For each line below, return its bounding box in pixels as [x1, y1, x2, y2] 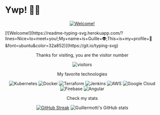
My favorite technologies [57, 71, 108, 77]
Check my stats [67, 95, 98, 101]
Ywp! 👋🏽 [5, 4, 41, 16]
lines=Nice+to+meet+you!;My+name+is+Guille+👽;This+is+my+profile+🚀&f [5, 35, 153, 41]
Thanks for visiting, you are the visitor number [36, 52, 129, 58]
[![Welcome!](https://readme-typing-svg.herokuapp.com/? [5, 30, 123, 36]
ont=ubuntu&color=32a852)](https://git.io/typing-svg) [5, 43, 118, 48]
